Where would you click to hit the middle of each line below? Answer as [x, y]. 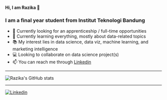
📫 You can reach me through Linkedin [52, 62]
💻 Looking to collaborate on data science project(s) [66, 54]
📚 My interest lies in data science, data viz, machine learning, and [80, 42]
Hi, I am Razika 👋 [23, 7]
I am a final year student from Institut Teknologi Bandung [75, 20]
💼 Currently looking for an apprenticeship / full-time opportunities [79, 31]
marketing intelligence [35, 49]
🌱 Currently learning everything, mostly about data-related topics [79, 36]
